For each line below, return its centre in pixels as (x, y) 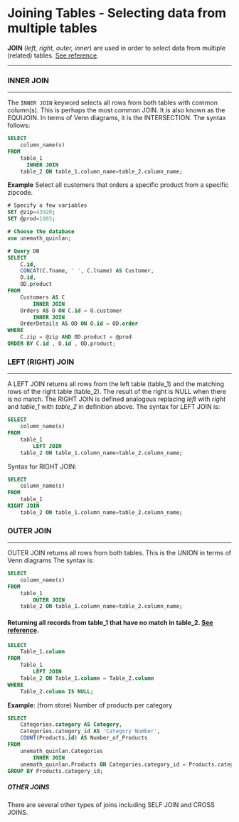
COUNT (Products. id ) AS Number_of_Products (84, 738)
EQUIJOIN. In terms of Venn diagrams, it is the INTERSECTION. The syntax (117, 118)
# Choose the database (41, 232)
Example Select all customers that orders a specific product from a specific (118, 185)
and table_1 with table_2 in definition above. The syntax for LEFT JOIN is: (114, 407)
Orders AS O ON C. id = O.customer (71, 311)
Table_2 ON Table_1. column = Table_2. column (87, 678)
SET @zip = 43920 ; (31, 212)
